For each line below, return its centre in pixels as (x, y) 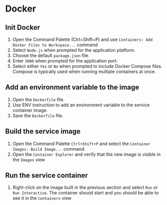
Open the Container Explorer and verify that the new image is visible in (87, 154)
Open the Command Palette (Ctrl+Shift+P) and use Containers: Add (82, 39)
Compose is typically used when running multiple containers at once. (84, 72)
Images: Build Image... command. (49, 149)
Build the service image (43, 131)
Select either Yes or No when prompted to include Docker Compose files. (87, 66)
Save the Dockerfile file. (38, 115)
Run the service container (47, 176)
